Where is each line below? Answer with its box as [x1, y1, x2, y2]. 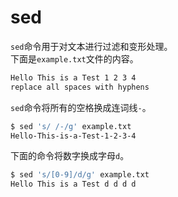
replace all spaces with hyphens [10, 82, 150, 92]
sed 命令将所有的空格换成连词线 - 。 [10, 101, 152, 113]
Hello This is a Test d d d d [10, 179, 137, 190]
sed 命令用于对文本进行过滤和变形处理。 [10, 40, 173, 52]
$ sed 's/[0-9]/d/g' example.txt [10, 170, 150, 180]
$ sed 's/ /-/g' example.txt [10, 121, 132, 131]
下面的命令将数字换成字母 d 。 [10, 150, 130, 162]
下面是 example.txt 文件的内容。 [10, 52, 139, 65]
